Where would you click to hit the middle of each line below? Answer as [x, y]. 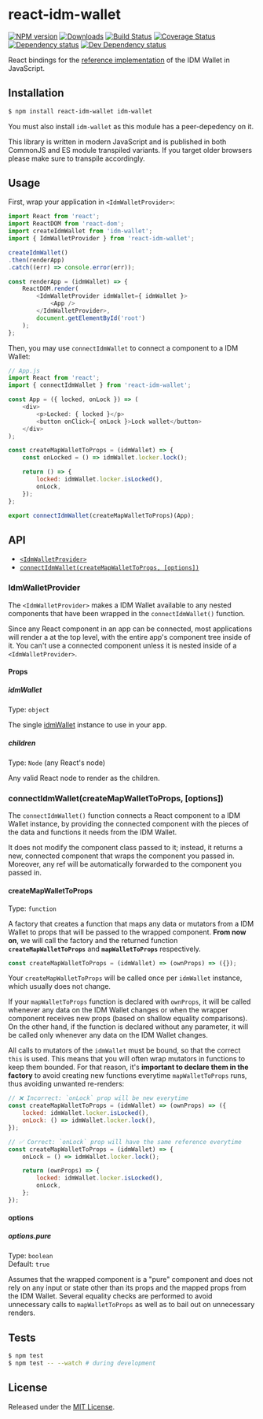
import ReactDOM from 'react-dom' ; [66, 224]
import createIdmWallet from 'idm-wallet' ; [80, 231]
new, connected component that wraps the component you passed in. [122, 856]
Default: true [29, 1264]
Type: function [33, 908]
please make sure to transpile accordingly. [77, 158]
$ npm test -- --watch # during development [82, 1363]
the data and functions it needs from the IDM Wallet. [93, 832]
